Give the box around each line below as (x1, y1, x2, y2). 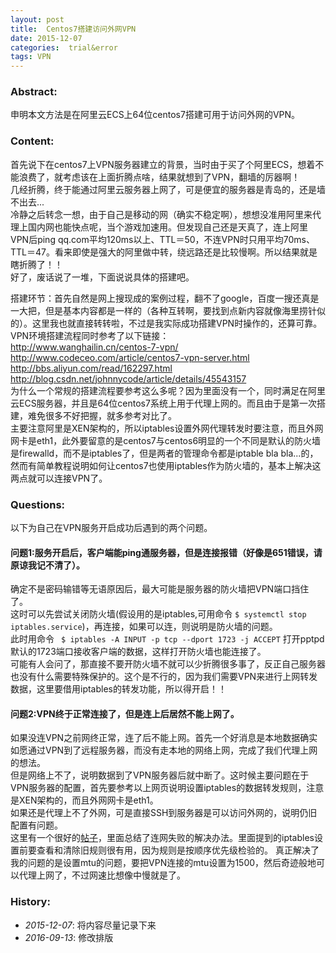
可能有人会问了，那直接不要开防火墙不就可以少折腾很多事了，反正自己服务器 (10, 658, 326, 670)
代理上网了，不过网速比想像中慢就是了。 (18, 869, 186, 881)
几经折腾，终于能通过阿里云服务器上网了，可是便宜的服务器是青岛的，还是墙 (10, 183, 326, 195)
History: (10, 895, 51, 909)
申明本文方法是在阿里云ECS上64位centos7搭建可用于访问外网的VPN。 (10, 109, 301, 121)
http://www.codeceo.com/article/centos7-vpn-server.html (10, 351, 250, 363)
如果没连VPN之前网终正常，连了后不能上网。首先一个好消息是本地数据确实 (10, 732, 318, 744)
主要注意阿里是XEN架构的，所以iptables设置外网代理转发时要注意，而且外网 (10, 422, 324, 434)
